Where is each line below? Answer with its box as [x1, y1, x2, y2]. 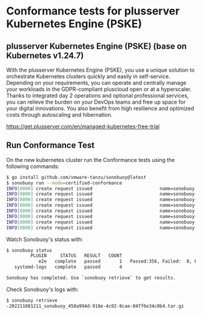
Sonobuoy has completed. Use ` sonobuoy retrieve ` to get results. [6, 275, 176, 281]
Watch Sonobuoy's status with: [6, 235, 83, 243]
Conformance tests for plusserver [6, 4, 180, 18]
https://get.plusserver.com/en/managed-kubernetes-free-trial [6, 123, 160, 130]
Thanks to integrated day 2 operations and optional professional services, [6, 92, 189, 99]
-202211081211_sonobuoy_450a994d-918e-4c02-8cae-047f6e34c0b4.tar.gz [6, 303, 185, 309]
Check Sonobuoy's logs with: [6, 285, 79, 293]
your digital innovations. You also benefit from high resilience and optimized [6, 105, 194, 112]
